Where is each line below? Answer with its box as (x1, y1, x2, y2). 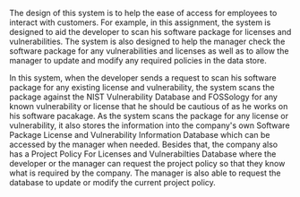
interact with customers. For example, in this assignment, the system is (9, 17, 271, 28)
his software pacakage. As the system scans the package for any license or (9, 111, 289, 121)
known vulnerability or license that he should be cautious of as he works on (9, 101, 288, 111)
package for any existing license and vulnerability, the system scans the (9, 82, 275, 92)
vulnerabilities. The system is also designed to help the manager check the (9, 36, 286, 47)
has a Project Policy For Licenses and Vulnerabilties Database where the (9, 149, 277, 159)
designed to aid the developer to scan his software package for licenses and (9, 27, 292, 37)
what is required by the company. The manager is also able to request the (9, 167, 281, 178)
